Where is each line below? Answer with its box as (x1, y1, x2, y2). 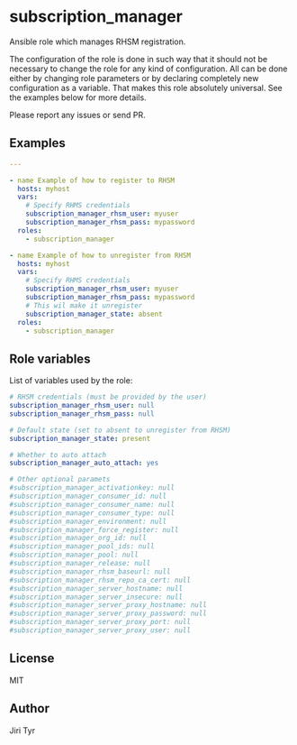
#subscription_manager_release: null (9, 559, 151, 568)
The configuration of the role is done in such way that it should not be (9, 53, 268, 64)
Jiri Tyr (9, 724, 36, 736)
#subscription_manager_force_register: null (9, 525, 179, 534)
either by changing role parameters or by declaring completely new (9, 72, 259, 83)
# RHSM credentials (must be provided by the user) (9, 392, 207, 402)
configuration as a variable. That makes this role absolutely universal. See (9, 82, 283, 93)
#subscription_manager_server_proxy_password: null (9, 609, 207, 619)
